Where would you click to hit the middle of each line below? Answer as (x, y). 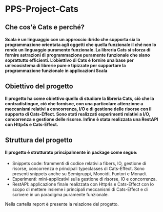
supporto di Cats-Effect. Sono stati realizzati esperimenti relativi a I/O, (78, 114)
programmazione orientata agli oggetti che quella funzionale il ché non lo (81, 45)
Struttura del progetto (39, 140)
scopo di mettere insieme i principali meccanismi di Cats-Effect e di (80, 189)
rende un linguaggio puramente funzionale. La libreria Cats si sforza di (78, 50)
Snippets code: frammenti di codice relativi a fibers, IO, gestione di (79, 163)
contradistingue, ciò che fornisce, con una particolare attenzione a (74, 104)
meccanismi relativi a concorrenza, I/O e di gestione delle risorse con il (78, 109)
